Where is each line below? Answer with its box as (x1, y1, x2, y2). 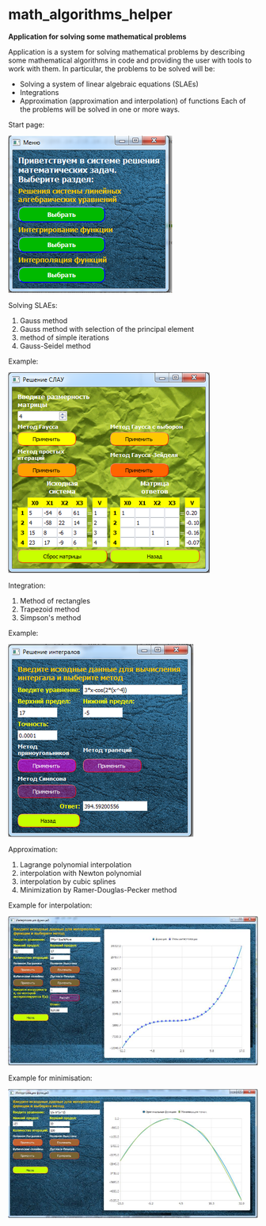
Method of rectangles (19, 596, 91, 605)
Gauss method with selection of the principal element (19, 324, 194, 333)
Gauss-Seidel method (19, 341, 91, 350)
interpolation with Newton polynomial (19, 868, 142, 878)
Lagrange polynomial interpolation (19, 859, 132, 869)
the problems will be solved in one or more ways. (19, 105, 180, 114)
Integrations (19, 87, 59, 97)
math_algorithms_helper (8, 6, 173, 24)
